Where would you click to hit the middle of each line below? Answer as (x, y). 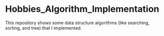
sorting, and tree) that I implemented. (44, 28)
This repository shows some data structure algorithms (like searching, (77, 23)
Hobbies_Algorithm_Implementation (82, 9)
